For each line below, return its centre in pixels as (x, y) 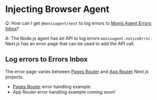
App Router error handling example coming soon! (64, 92)
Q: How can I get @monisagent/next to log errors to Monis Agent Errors (78, 23)
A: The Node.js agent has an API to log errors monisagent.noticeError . (79, 38)
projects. (14, 77)
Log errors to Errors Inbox (47, 60)
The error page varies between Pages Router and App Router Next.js (77, 71)
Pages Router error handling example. (52, 86)
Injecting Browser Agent (57, 9)
